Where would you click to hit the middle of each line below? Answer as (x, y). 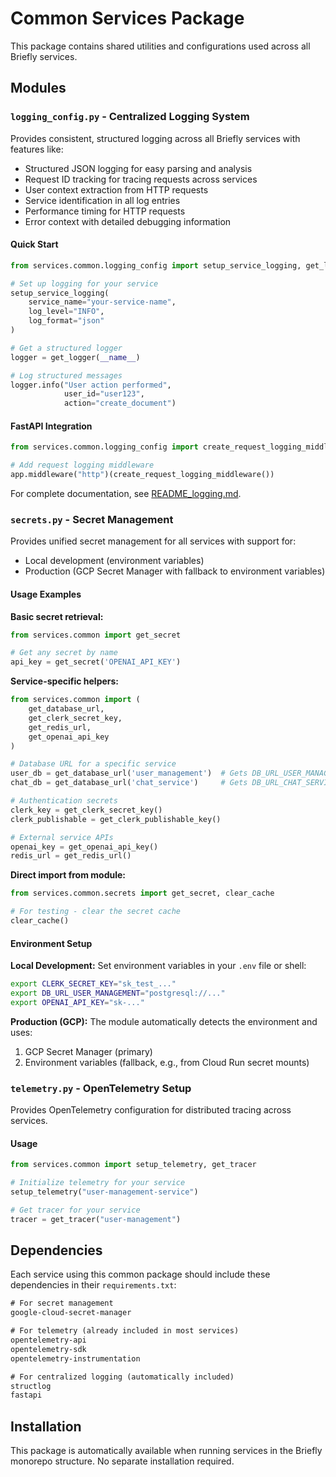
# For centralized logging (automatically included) (122, 1377)
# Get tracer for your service (75, 1210)
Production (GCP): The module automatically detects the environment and (164, 1021)
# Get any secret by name (64, 653)
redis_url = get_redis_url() (71, 856)
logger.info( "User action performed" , (91, 385)
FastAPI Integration (51, 426)
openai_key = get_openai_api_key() (84, 847)
